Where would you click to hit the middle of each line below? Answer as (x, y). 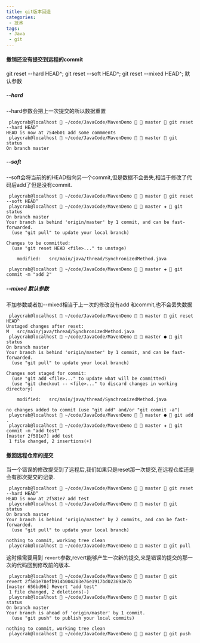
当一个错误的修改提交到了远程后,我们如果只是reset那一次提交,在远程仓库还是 (100, 470)
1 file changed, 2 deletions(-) (49, 592)
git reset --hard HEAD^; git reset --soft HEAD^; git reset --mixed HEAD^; (95, 74)
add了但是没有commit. (44, 185)
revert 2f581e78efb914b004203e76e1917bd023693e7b (69, 582)
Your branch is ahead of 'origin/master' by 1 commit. (76, 613)
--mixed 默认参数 (27, 288)
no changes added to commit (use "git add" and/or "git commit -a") (93, 410)
